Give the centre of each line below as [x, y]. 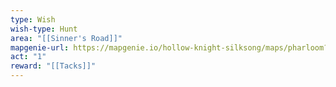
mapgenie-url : [40, 47]
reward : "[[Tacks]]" [53, 66]
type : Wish [33, 19]
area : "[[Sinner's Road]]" [66, 38]
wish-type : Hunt [44, 29]
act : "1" [28, 57]
